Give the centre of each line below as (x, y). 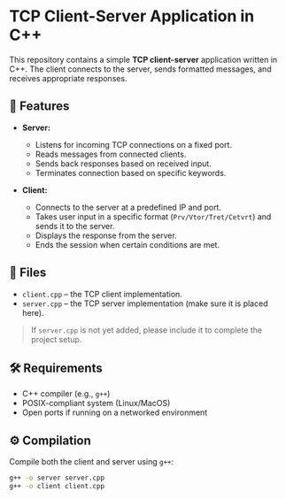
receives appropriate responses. (68, 78)
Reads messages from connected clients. (111, 154)
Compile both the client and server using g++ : (92, 462)
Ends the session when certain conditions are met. (127, 244)
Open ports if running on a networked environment (115, 412)
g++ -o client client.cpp (57, 487)
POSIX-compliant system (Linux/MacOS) (96, 403)
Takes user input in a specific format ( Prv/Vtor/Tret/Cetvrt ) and (153, 216)
